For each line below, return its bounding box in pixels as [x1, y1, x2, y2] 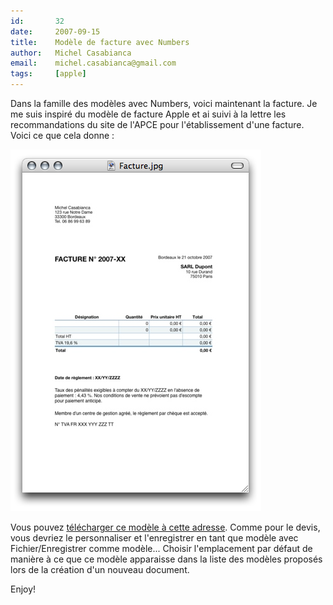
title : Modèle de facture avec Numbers [10, 37, 190, 47]
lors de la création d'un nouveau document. [10, 564, 190, 575]
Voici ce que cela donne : [10, 130, 115, 141]
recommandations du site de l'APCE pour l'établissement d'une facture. [10, 119, 305, 130]
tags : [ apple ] [10, 69, 87, 79]
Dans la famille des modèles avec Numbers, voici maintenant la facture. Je [10, 98, 318, 109]
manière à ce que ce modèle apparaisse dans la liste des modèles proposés [10, 553, 323, 565]
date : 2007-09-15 [10, 26, 101, 37]
